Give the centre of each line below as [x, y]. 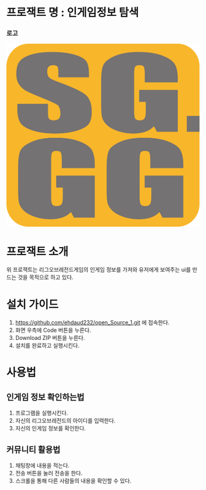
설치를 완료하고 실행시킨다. [47, 346]
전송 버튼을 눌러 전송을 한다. [49, 473]
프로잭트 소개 [37, 251]
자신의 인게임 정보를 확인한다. [51, 428]
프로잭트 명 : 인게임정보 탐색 [73, 13]
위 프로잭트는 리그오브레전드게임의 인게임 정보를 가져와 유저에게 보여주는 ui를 [99, 270]
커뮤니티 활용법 [33, 449]
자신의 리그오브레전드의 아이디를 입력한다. [65, 421]
